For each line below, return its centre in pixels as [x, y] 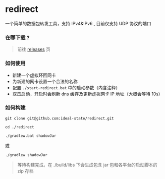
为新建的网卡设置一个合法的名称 [45, 81]
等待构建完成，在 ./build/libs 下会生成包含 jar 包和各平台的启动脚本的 [87, 165]
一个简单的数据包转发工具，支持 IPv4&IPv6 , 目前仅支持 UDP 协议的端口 [78, 23]
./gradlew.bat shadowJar [31, 136]
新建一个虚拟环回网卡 [34, 75]
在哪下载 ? [17, 37]
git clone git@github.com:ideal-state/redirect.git [59, 118]
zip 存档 [25, 171]
